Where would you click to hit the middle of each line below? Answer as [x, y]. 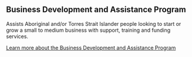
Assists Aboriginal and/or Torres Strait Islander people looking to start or [94, 24]
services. [17, 36]
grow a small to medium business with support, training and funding [88, 30]
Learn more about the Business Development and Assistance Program [91, 48]
